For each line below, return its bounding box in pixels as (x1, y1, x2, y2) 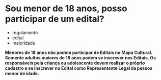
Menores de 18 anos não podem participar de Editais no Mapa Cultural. (5, 50, 153, 55)
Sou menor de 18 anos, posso (5, 3, 128, 14)
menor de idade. (5, 70, 39, 76)
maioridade (12, 40, 35, 46)
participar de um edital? (5, 13, 105, 25)
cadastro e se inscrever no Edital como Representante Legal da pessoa (5, 65, 153, 71)
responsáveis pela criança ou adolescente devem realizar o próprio (5, 60, 145, 66)
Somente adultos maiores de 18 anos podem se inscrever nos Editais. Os (5, 54, 156, 60)
